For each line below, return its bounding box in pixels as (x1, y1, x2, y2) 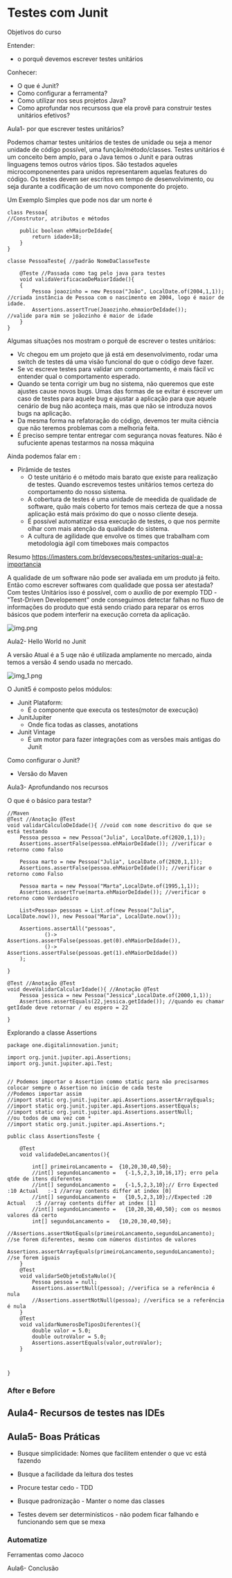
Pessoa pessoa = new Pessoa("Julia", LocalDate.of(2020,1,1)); (19, 834, 206, 841)
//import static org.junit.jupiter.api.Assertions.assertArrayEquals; (7, 1096, 215, 1103)
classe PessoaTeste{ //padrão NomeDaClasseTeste (7, 257, 150, 264)
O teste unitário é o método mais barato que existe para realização (27, 473, 218, 481)
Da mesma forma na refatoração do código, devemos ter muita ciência (17, 416, 220, 425)
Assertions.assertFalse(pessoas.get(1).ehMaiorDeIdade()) (7, 949, 178, 956)
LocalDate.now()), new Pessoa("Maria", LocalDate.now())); (7, 913, 181, 920)
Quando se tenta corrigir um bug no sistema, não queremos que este (17, 380, 215, 388)
